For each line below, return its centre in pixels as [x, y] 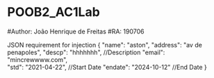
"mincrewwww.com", [38, 59]
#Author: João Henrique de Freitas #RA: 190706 [76, 31]
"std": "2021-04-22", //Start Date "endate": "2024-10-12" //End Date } [107, 67]
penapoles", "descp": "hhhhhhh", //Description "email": [86, 52]
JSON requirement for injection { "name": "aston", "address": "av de [105, 45]
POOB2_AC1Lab [54, 12]
